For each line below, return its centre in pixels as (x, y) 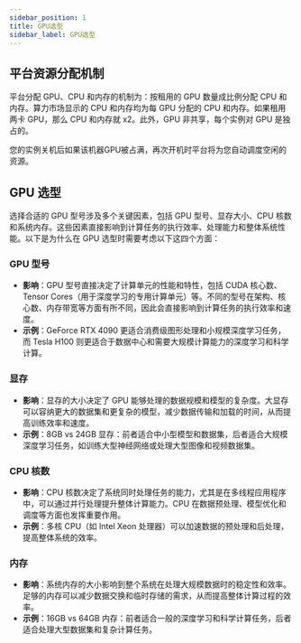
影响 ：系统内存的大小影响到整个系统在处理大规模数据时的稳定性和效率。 (156, 584)
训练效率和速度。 (62, 423)
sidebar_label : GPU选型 (53, 34)
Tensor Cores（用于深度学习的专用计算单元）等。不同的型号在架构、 (150, 297)
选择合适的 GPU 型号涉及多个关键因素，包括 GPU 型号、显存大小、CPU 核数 (150, 216)
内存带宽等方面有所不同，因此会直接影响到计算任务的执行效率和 (165, 308)
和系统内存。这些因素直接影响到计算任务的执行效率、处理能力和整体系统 (143, 227)
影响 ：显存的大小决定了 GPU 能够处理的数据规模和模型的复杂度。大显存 (155, 400)
